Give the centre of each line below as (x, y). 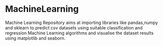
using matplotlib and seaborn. (35, 38)
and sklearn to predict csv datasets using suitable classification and (74, 27)
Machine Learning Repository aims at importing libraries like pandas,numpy (82, 23)
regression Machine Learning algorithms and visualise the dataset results (79, 33)
